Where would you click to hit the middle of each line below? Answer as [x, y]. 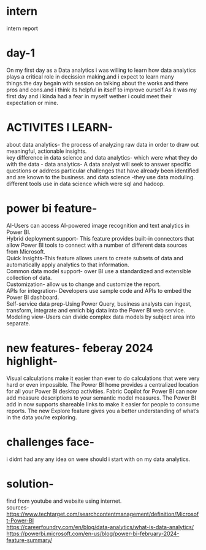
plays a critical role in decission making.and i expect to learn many [90, 76]
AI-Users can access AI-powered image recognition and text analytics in [98, 225]
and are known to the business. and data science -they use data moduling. [101, 177]
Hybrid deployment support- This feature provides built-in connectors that [100, 238]
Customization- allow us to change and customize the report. [84, 284]
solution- [30, 484]
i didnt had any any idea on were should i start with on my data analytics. [98, 459]
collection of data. [29, 277]
